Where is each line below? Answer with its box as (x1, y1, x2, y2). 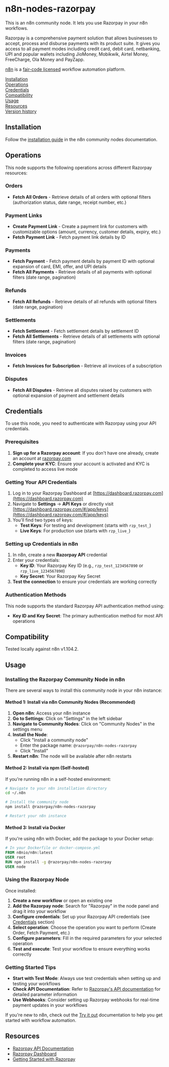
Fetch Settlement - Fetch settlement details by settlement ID (12, 328, 139, 334)
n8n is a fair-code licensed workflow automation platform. (5, 66, 126, 72)
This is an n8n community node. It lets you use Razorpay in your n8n (5, 20, 148, 26)
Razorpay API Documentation (12, 1045, 74, 1051)
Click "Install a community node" (20, 737, 88, 743)
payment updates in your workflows (12, 1002, 87, 1008)
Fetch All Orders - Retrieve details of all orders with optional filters (12, 194, 151, 200)
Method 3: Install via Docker (5, 824, 66, 830)
